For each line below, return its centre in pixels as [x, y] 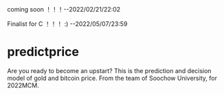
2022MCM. [23, 85]
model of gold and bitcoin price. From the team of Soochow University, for [112, 78]
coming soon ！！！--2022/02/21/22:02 [64, 9]
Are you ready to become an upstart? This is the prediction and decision [109, 70]
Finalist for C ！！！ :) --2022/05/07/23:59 [67, 24]
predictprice [43, 52]
